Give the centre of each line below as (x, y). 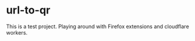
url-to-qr (28, 10)
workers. (17, 32)
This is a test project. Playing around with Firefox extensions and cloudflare (97, 26)
